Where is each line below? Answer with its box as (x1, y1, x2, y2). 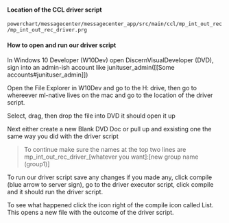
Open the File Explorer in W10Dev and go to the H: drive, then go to (7, 84, 197, 92)
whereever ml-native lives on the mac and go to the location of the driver (7, 91, 213, 99)
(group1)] (23, 160, 50, 168)
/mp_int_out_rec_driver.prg (7, 27, 88, 34)
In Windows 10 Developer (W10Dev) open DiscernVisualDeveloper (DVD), (7, 56, 214, 64)
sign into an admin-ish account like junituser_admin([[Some (7, 64, 175, 72)
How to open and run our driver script (7, 41, 117, 49)
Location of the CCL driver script (7, 5, 102, 14)
